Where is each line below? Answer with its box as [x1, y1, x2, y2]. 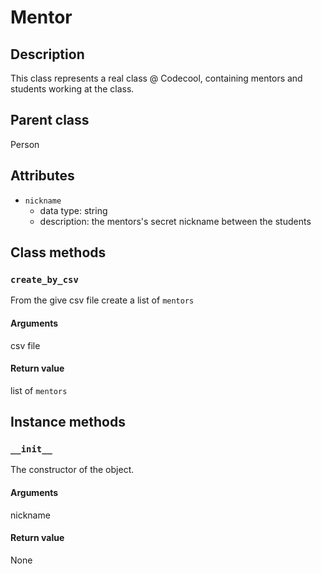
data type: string [39, 204, 108, 216]
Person [10, 138, 40, 150]
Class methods [10, 244, 107, 261]
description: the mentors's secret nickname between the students [39, 215, 312, 227]
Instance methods [10, 414, 126, 431]
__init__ [10, 444, 53, 455]
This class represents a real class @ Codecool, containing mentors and [10, 72, 303, 84]
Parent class [10, 112, 90, 129]
